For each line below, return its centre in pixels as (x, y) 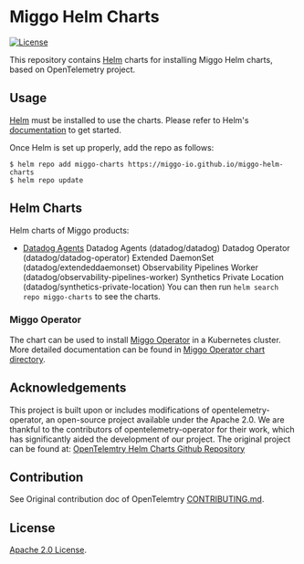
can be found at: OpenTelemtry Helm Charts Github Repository (127, 448)
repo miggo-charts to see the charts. (92, 296)
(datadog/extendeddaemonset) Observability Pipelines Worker (140, 267)
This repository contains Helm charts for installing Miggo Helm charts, (141, 59)
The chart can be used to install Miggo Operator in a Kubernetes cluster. (145, 339)
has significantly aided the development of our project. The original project (150, 439)
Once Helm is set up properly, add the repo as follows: (112, 147)
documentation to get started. (65, 130)
